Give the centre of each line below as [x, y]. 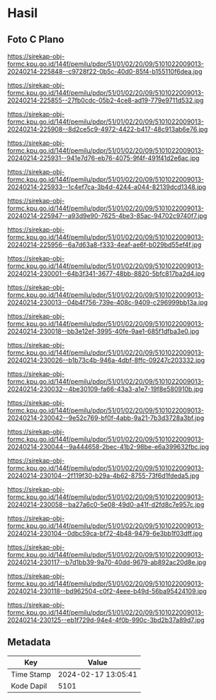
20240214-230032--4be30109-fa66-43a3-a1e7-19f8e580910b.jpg [105, 389]
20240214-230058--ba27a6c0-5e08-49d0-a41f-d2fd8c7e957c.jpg [106, 505]
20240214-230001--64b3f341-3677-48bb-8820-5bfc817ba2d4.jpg [106, 274]
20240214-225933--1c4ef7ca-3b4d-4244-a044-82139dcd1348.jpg [107, 187]
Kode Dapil [29, 686]
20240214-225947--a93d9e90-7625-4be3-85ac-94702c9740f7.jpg [107, 216]
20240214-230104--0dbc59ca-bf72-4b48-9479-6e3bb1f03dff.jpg [105, 533]
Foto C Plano [36, 39]
